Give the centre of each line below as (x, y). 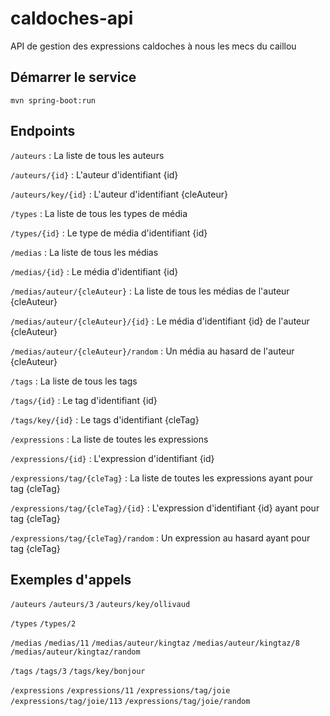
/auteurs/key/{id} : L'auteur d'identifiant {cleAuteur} (119, 194)
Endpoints (43, 131)
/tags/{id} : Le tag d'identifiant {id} (84, 400)
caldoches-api (72, 18)
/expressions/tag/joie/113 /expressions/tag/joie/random (130, 702)
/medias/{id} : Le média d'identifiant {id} (94, 271)
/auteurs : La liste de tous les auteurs (87, 155)
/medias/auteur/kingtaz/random (75, 652)
